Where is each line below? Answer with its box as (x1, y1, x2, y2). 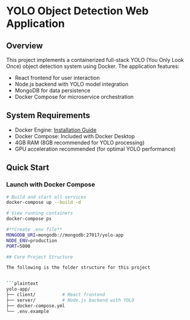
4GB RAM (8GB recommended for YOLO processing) (14, 139, 145, 146)
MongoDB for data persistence (14, 87, 91, 94)
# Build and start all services (6, 194, 86, 200)
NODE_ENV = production (6, 237, 58, 244)
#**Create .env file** (6, 226, 63, 232)
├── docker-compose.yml (6, 303, 66, 309)
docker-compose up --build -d (6, 200, 82, 206)
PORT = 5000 (6, 243, 31, 249)
